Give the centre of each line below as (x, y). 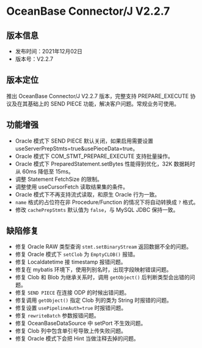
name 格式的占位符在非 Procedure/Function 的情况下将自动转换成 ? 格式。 (107, 202)
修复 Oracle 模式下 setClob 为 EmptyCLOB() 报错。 (77, 254)
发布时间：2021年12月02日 (49, 51)
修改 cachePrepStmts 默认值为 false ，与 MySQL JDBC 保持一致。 (97, 210)
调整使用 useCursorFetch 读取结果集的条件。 (72, 187)
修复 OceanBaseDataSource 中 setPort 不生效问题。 (81, 323)
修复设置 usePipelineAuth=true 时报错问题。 (71, 308)
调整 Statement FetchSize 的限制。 (59, 179)
